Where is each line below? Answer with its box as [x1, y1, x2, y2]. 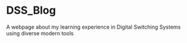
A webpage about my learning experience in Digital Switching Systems [6, 23, 181, 30]
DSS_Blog [6, 4, 56, 17]
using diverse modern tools [6, 29, 74, 36]
